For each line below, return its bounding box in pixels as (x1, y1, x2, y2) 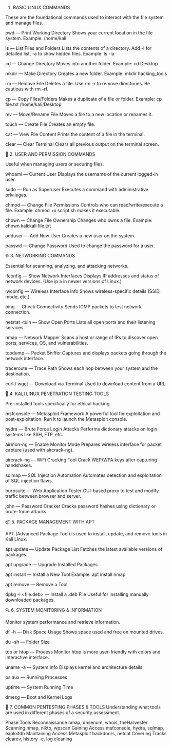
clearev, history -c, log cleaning (5, 736, 72, 742)
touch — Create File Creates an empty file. (5, 121, 95, 127)
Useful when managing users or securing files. (5, 161, 104, 167)
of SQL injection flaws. (5, 478, 53, 483)
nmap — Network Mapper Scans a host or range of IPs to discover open (5, 334, 158, 341)
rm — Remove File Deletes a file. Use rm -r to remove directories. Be (5, 81, 150, 86)
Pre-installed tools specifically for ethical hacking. (5, 401, 111, 406)
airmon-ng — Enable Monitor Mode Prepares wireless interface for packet (5, 441, 162, 447)
